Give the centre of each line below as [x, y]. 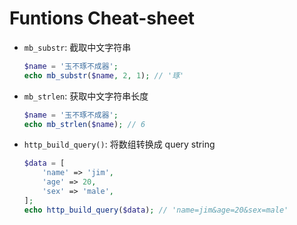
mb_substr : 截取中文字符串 [77, 47]
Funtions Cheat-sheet [102, 18]
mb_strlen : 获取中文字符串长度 [86, 96]
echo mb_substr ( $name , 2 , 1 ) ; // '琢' [104, 75]
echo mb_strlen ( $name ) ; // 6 [84, 124]
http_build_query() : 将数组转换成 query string [119, 144]
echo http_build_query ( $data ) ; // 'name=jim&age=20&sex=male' [156, 210]
